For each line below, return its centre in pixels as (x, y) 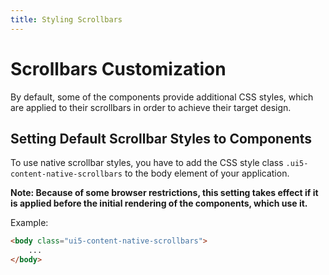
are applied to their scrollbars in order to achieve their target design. (151, 107)
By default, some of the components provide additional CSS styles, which (162, 97)
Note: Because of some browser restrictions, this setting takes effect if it (164, 193)
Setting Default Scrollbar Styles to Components (161, 138)
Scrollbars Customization (118, 68)
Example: (29, 223)
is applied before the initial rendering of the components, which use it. (159, 203)
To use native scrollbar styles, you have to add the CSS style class (147, 163)
